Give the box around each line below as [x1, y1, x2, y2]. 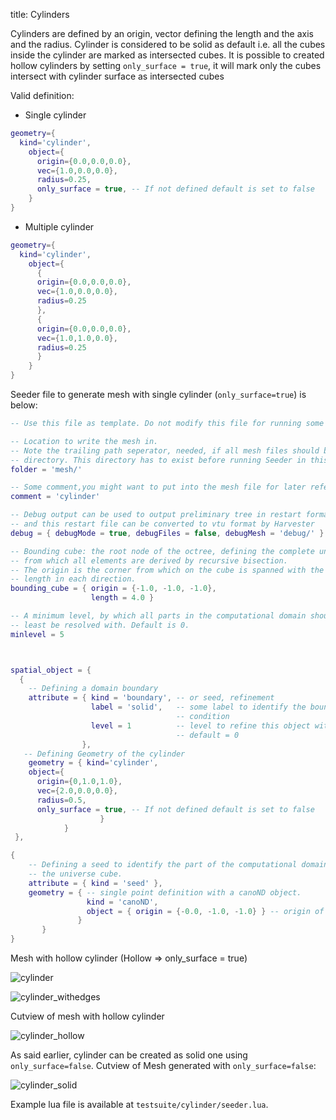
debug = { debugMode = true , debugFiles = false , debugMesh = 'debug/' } [10, 528, 325, 538]
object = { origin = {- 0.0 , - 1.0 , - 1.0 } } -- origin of [86, 906, 325, 916]
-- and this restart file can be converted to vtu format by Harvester [10, 519, 315, 529]
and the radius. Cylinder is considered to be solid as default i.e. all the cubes [10, 39, 326, 50]
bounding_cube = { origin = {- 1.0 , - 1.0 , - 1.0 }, [10, 584, 217, 594]
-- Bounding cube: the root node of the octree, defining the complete [10, 546, 315, 556]
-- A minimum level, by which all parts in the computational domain [10, 611, 307, 621]
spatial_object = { [10, 665, 92, 675]
